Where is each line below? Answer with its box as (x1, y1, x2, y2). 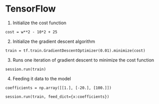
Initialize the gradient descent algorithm (12, 38, 95, 44)
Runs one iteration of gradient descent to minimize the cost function (12, 57, 154, 63)
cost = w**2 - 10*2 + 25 (5, 29, 58, 34)
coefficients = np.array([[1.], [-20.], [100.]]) (5, 85, 112, 90)
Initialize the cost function (12, 20, 67, 26)
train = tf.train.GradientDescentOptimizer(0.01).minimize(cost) (5, 48, 145, 53)
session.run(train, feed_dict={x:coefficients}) (5, 94, 110, 99)
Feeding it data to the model (12, 75, 71, 81)
